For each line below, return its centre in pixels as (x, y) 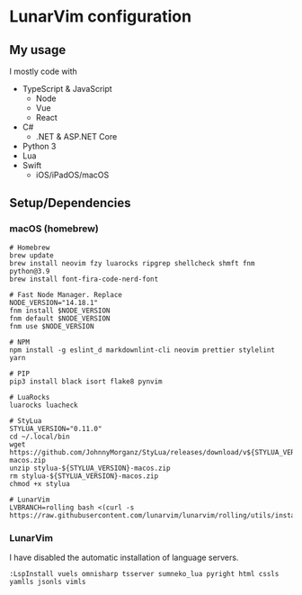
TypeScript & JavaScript (67, 89)
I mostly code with (44, 71)
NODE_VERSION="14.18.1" (54, 302)
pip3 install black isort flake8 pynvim (86, 381)
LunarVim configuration (100, 17)
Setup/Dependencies (71, 203)
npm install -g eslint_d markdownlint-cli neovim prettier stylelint (142, 350)
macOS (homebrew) (54, 229)
